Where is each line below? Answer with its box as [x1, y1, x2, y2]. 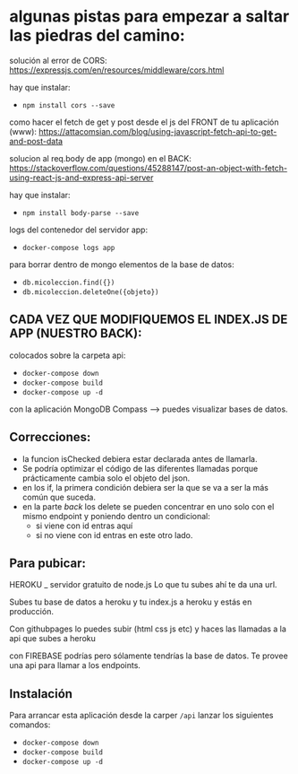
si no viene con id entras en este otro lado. [35, 529, 193, 540]
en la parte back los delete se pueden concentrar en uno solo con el [21, 500, 275, 512]
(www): [9, 126, 38, 136]
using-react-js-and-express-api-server [9, 172, 154, 183]
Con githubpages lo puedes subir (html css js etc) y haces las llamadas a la [9, 623, 286, 634]
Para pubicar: [9, 555, 87, 570]
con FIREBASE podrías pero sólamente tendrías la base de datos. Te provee [9, 650, 288, 661]
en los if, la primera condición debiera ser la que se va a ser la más [21, 482, 268, 492]
